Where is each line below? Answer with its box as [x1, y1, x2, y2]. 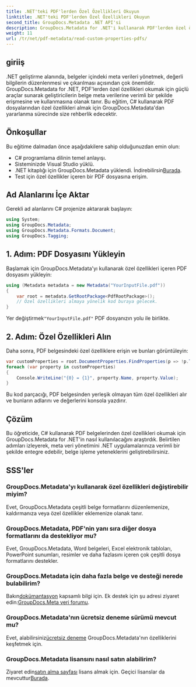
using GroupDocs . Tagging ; [6, 233, 69, 239]
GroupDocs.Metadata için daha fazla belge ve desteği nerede [6, 572, 183, 580]
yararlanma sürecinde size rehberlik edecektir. [6, 110, 118, 117]
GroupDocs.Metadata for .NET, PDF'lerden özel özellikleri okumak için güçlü [6, 86, 189, 93]
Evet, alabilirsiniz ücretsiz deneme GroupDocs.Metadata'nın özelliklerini [6, 634, 177, 641]
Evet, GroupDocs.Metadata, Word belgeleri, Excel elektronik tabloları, [6, 545, 172, 552]
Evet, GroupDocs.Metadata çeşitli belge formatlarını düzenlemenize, [6, 503, 170, 510]
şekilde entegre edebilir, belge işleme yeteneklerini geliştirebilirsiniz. [6, 449, 170, 456]
